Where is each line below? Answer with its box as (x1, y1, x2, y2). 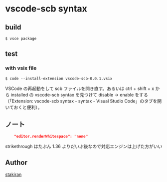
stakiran (5, 171, 22, 177)
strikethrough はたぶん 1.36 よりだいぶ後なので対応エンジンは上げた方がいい (5, 143, 163, 149)
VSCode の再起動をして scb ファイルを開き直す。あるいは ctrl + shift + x (5, 85, 155, 91)
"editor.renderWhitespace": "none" (14, 133, 88, 139)
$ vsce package (5, 36, 37, 41)
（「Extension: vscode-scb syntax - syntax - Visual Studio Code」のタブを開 (5, 98, 162, 104)
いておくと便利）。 (5, 104, 42, 110)
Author (5, 158, 27, 166)
